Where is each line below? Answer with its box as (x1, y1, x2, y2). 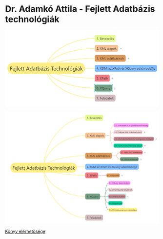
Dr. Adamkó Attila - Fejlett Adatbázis (5, 3, 155, 15)
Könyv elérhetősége (5, 228, 45, 235)
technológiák (5, 14, 60, 25)
